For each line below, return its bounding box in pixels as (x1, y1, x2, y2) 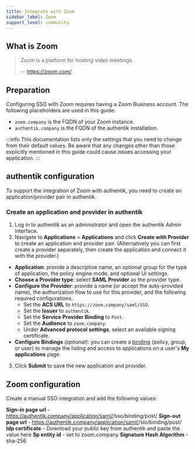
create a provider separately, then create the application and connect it (14, 246, 186, 253)
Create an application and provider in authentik (6, 208, 143, 216)
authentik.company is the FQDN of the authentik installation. (14, 124, 159, 131)
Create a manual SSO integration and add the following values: (6, 394, 157, 402)
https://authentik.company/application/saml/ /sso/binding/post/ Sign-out (6, 412, 181, 419)
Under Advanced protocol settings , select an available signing (23, 326, 176, 333)
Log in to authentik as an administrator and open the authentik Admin (14, 221, 182, 229)
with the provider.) (14, 253, 59, 260)
